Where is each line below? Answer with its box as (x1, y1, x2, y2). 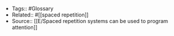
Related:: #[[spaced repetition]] (11, 11, 89, 18)
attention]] (11, 24, 37, 31)
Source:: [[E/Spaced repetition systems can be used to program (11, 18, 168, 24)
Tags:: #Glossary (11, 5, 53, 12)
